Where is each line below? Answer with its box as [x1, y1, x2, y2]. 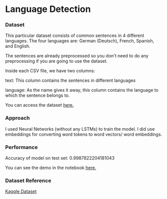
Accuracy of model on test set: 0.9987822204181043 [5, 155, 115, 161]
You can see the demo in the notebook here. [5, 165, 96, 171]
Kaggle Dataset [5, 189, 37, 195]
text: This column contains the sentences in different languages [5, 77, 136, 83]
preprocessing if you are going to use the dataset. [5, 58, 108, 64]
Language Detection [5, 3, 91, 15]
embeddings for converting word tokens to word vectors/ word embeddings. [5, 131, 163, 137]
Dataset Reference [5, 177, 51, 184]
